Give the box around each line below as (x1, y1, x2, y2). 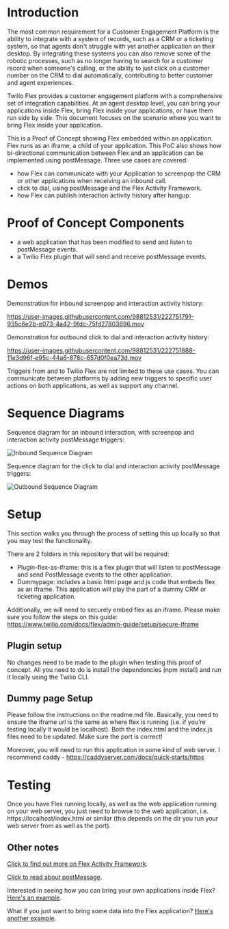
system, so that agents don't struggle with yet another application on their (7, 42, 215, 50)
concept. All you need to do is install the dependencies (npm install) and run (7, 665, 221, 673)
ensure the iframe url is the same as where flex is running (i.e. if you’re (7, 718, 206, 726)
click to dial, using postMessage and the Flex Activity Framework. (16, 184, 202, 192)
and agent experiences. (7, 78, 74, 86)
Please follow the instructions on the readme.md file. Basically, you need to (7, 711, 219, 719)
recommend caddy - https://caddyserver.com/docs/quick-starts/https (7, 753, 204, 762)
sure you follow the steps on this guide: (7, 612, 118, 621)
